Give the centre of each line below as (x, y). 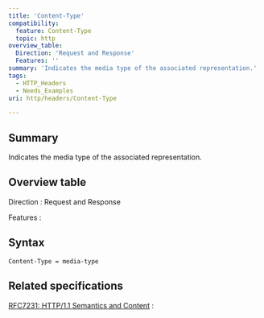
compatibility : (34, 23)
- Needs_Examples (45, 91)
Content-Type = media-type (54, 261)
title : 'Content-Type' (46, 16)
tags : (17, 76)
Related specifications (66, 286)
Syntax (27, 243)
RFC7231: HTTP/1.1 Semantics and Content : (81, 305)
